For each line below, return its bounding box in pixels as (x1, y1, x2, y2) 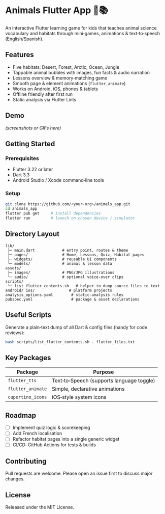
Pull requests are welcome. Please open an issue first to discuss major (5, 470, 153, 477)
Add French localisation (12, 430, 62, 437)
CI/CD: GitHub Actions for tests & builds (12, 442, 96, 448)
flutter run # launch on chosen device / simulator (5, 215, 136, 221)
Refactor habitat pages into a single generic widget (12, 436, 120, 442)
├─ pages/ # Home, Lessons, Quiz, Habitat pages (7, 252, 144, 257)
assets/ (5, 265, 22, 270)
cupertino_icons (8, 394, 47, 400)
